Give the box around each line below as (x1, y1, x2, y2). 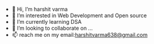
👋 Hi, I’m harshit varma (11, 6, 68, 12)
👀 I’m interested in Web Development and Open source (11, 12, 147, 19)
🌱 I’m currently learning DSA (11, 18, 82, 25)
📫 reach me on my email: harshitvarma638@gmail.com (11, 32, 148, 38)
